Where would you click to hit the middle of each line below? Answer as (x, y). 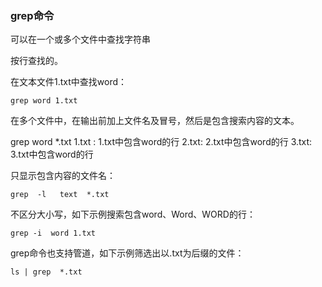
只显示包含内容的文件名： (63, 176)
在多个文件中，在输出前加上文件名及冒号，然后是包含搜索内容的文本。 (155, 121)
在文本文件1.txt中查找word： (69, 82)
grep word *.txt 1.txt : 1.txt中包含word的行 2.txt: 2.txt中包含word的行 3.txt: (161, 142)
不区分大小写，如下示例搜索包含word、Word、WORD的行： (133, 214)
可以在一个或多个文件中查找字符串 (80, 39)
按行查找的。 (36, 61)
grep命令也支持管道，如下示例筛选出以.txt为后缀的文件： (127, 253)
